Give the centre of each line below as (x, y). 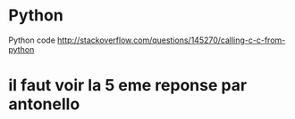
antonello (44, 104)
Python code (32, 40)
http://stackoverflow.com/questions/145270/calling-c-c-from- (171, 40)
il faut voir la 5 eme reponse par (128, 86)
